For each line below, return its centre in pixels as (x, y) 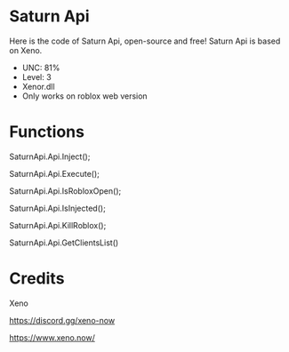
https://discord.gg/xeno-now (62, 320)
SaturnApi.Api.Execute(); (54, 173)
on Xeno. (26, 50)
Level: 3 (36, 76)
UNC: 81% (41, 68)
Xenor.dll (38, 86)
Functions (47, 132)
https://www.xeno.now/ (52, 337)
